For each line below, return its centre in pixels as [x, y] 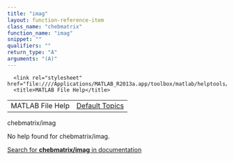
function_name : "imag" [40, 33]
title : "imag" [28, 14]
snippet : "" [24, 40]
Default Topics [100, 105]
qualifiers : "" [29, 46]
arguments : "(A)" [32, 59]
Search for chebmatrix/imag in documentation [75, 149]
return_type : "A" [32, 53]
